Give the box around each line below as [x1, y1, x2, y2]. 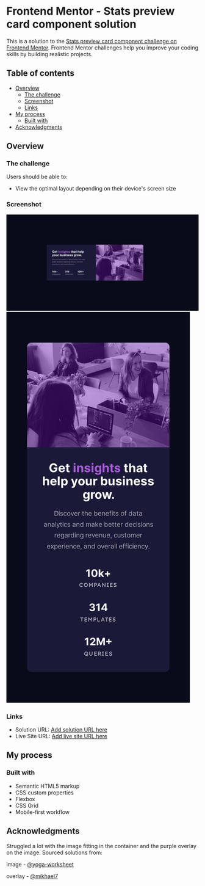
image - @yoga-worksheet [6, 860, 74, 868]
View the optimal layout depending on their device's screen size [15, 185, 176, 192]
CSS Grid [15, 802, 38, 809]
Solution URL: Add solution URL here [15, 726, 108, 733]
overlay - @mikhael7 [6, 872, 59, 880]
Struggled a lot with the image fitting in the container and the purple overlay [6, 842, 197, 849]
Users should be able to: [6, 173, 68, 181]
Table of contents [6, 68, 74, 79]
